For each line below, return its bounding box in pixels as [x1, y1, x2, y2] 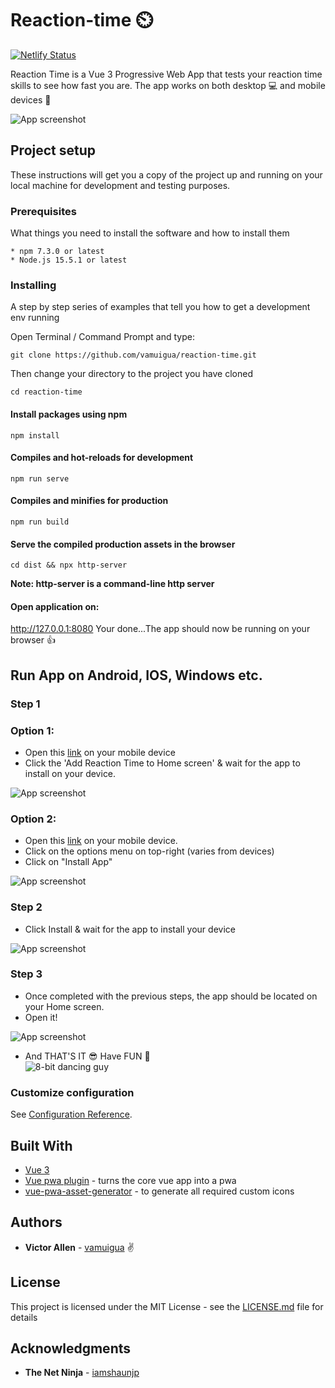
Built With [10, 1137, 73, 1154]
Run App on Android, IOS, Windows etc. [10, 667, 263, 684]
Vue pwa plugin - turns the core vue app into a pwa [24, 1174, 237, 1186]
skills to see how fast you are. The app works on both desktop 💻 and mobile [10, 79, 326, 91]
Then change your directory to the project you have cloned [10, 368, 253, 380]
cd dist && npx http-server [10, 560, 128, 571]
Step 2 [10, 900, 43, 914]
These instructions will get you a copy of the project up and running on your [10, 168, 323, 181]
